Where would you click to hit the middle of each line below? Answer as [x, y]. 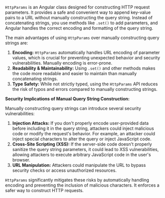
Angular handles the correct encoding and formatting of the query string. [79, 28]
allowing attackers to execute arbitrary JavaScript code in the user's [82, 155]
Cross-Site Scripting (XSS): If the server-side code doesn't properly [82, 144]
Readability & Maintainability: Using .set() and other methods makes [84, 68]
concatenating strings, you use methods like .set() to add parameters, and [82, 23]
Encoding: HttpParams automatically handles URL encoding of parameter [86, 52]
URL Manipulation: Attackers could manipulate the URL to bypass [79, 165]
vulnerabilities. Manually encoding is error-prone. [62, 63]
